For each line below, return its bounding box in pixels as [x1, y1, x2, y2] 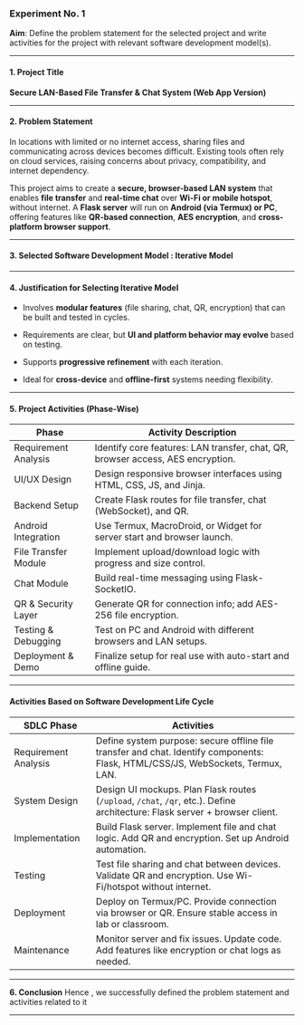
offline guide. [94, 661, 151, 674]
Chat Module [14, 578, 70, 590]
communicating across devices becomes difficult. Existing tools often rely [9, 146, 285, 157]
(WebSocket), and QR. [94, 505, 190, 518]
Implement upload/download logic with [94, 546, 261, 559]
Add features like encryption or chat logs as [95, 944, 281, 956]
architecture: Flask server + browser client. [95, 805, 279, 818]
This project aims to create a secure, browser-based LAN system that [9, 182, 273, 193]
